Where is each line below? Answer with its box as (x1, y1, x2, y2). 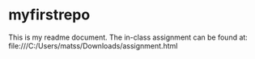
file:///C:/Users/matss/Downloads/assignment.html (8, 40, 178, 50)
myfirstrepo (8, 6, 91, 24)
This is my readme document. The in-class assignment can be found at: (8, 32, 249, 42)
